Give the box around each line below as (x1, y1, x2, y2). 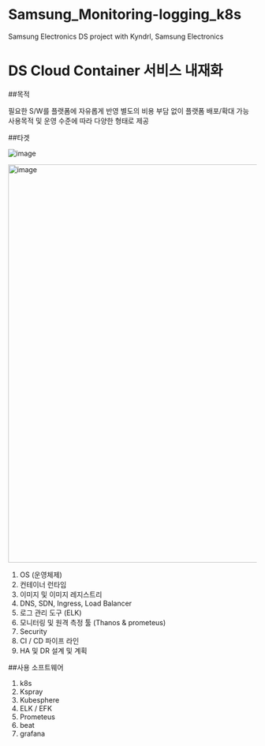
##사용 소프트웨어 (8, 662, 64, 672)
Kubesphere (19, 695, 60, 704)
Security (19, 626, 47, 636)
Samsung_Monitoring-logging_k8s (8, 6, 242, 24)
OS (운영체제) (19, 570, 63, 579)
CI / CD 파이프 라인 (19, 635, 80, 645)
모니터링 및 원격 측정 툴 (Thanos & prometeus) (19, 617, 166, 627)
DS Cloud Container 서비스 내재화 (8, 62, 223, 80)
